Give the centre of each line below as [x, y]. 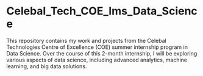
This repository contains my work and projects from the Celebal [86, 40]
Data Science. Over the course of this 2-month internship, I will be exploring [102, 53]
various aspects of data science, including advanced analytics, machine [97, 60]
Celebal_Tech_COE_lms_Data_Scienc [102, 11]
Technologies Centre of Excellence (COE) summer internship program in [97, 47]
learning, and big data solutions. [47, 66]
